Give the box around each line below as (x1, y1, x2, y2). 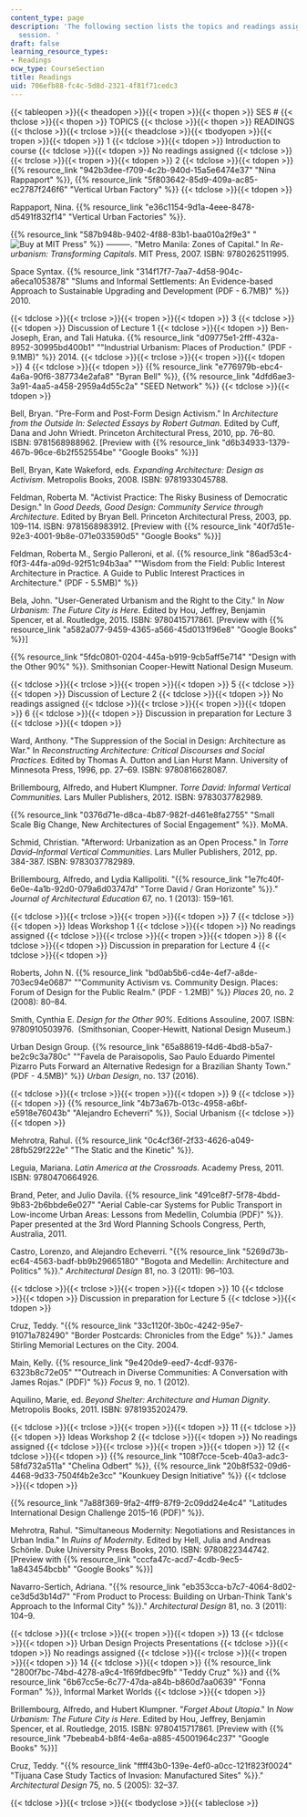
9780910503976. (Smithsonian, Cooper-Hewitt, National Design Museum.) (10, 1023, 292, 1034)
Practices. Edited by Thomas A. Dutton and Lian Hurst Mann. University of (10, 754, 289, 765)
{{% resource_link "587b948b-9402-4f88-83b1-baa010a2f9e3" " (10, 229, 257, 240)
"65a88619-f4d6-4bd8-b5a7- (160, 1041, 273, 1052)
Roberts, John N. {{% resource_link (10, 967, 144, 978)
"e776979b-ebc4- (214, 361, 283, 372)
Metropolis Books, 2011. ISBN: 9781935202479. (10, 1404, 189, 1415)
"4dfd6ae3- (251, 370, 296, 381)
